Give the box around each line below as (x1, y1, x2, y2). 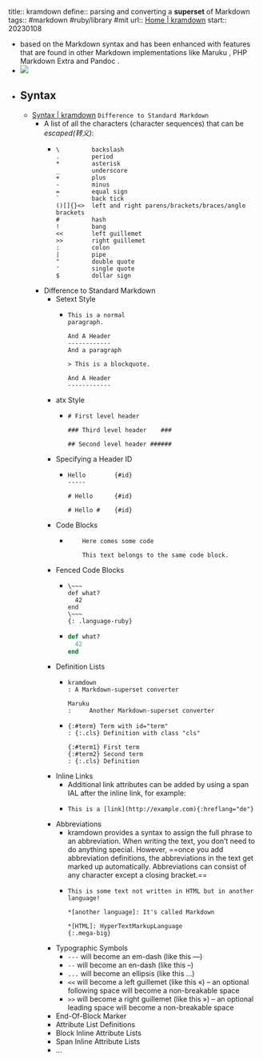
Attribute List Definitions (55, 1020, 136, 1030)
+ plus (55, 174, 106, 182)
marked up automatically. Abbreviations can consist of (67, 862, 247, 871)
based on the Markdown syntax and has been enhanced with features (19, 39, 251, 49)
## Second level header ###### (67, 440, 172, 448)
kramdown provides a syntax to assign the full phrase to (67, 828, 253, 838)
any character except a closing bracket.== (67, 870, 208, 880)
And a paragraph (67, 346, 122, 354)
